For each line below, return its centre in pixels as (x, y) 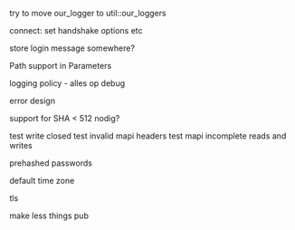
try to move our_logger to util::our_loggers (88, 13)
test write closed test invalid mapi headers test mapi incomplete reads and (148, 136)
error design (33, 101)
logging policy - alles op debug (67, 83)
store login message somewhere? (72, 48)
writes (21, 145)
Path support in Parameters (61, 66)
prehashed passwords (51, 163)
